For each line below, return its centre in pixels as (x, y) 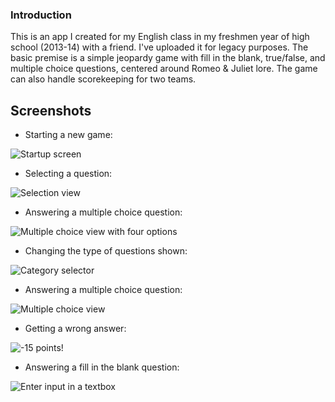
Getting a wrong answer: (75, 329)
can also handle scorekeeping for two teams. (103, 79)
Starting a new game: (68, 135)
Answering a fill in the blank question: (102, 367)
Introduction (41, 15)
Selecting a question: (68, 174)
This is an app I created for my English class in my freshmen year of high (160, 37)
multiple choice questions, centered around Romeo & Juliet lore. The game (164, 69)
